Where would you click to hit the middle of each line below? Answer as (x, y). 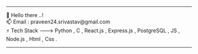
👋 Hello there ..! (25, 15)
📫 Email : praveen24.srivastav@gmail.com (58, 22)
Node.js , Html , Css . (32, 39)
